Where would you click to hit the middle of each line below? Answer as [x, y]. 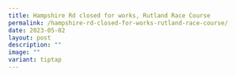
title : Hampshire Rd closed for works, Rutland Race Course [110, 15]
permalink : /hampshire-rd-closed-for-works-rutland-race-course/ [118, 23]
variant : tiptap [35, 60]
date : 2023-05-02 [37, 30]
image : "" [25, 52]
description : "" [35, 45]
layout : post [30, 38]
